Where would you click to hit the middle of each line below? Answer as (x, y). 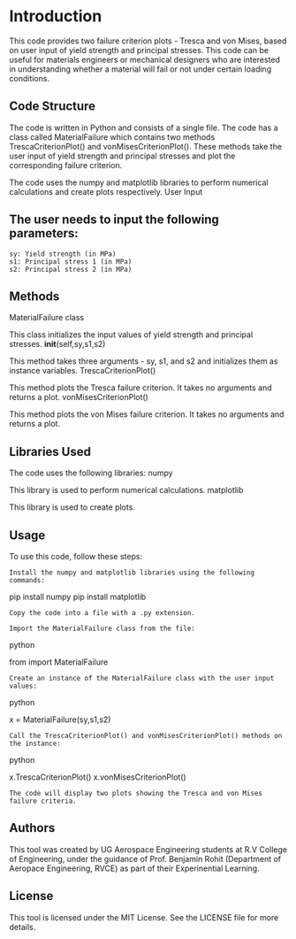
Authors (32, 828)
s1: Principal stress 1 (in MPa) (71, 262)
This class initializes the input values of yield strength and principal (131, 335)
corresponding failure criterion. (66, 165)
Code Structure (52, 107)
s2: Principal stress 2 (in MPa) (71, 269)
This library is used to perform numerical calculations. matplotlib (126, 490)
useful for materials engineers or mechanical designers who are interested (145, 59)
